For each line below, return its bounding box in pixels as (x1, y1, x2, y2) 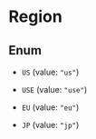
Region (8, 6, 62, 27)
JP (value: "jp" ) (21, 120, 80, 130)
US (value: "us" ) (21, 66, 80, 77)
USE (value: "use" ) (21, 84, 88, 94)
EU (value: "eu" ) (21, 102, 80, 113)
